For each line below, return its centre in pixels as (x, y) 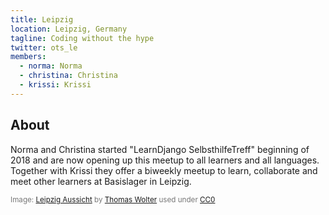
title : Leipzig (42, 19)
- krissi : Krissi (55, 85)
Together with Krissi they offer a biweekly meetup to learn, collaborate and (164, 170)
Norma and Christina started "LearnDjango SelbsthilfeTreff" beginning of (160, 149)
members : (28, 57)
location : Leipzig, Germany (69, 29)
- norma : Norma (51, 66)
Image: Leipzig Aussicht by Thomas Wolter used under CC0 (113, 199)
